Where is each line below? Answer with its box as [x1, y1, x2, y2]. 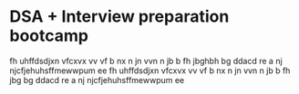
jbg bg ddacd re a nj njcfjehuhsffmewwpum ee [9, 74, 185, 85]
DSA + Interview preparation [9, 6, 230, 27]
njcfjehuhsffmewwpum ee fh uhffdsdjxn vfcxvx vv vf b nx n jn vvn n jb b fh [9, 65, 291, 76]
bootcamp [9, 25, 89, 46]
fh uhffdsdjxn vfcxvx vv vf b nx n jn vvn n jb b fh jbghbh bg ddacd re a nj [9, 55, 283, 66]
